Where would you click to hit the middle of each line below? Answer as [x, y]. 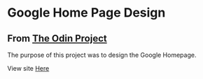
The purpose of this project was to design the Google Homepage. [102, 55]
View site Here [28, 68]
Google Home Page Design [86, 13]
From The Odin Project [57, 38]
